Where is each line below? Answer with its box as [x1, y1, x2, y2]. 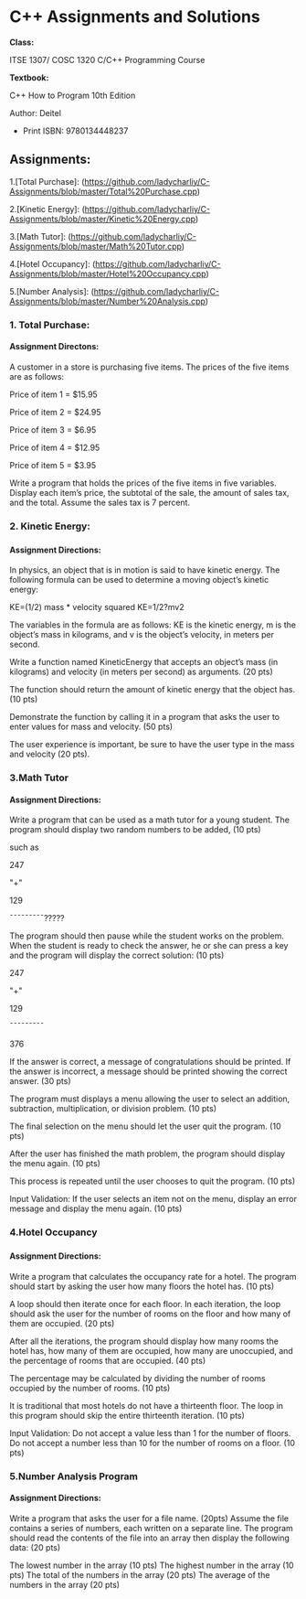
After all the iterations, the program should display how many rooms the [9, 1336, 279, 1347]
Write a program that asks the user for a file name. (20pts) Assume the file [9, 1513, 290, 1524]
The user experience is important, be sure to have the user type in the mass [9, 739, 295, 750]
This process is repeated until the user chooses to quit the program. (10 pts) [9, 1175, 296, 1186]
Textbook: [9, 71, 49, 83]
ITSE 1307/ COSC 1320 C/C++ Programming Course [9, 54, 206, 65]
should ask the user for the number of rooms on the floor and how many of [9, 1308, 291, 1319]
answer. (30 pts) [9, 1076, 71, 1087]
